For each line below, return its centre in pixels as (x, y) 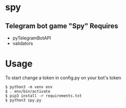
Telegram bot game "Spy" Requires (62, 26)
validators (23, 43)
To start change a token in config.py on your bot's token (63, 78)
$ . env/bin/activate (28, 91)
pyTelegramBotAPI (32, 38)
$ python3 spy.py (23, 100)
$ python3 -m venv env (29, 87)
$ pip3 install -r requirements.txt (43, 96)
